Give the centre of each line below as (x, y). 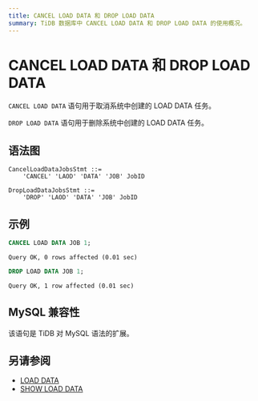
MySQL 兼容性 (44, 313)
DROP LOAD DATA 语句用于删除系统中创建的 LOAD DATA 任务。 (109, 123)
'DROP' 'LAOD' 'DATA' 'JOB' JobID (80, 198)
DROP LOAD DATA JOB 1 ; (46, 271)
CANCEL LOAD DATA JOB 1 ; (50, 243)
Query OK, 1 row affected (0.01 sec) (71, 286)
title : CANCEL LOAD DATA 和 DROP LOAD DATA (81, 16)
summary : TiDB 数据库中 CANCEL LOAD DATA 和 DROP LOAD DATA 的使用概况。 (127, 23)
